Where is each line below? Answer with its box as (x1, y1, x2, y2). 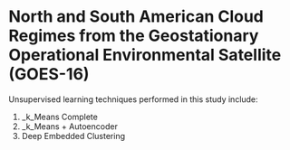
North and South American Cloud (8, 6, 265, 27)
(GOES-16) (8, 64, 90, 85)
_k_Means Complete (21, 111, 99, 122)
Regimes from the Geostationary (8, 25, 259, 46)
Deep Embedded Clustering (21, 130, 126, 141)
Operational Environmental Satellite (8, 45, 282, 65)
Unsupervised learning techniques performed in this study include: (8, 93, 259, 105)
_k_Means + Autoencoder (21, 120, 119, 132)
